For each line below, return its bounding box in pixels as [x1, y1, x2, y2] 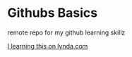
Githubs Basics [7, 5, 97, 21]
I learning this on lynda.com [7, 42, 88, 50]
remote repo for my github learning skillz [7, 28, 126, 37]
